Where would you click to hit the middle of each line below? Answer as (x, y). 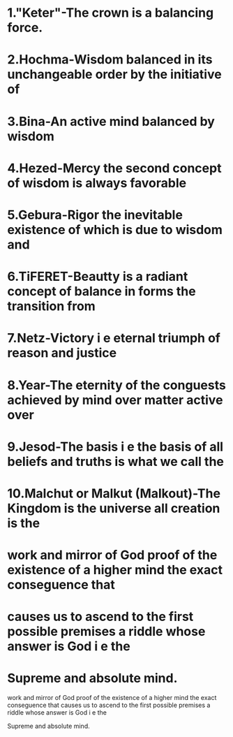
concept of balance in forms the (102, 292)
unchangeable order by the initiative (114, 74)
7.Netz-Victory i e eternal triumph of (114, 338)
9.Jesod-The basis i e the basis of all (115, 447)
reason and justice (62, 353)
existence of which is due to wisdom (115, 229)
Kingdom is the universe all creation (114, 508)
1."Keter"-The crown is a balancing (111, 13)
